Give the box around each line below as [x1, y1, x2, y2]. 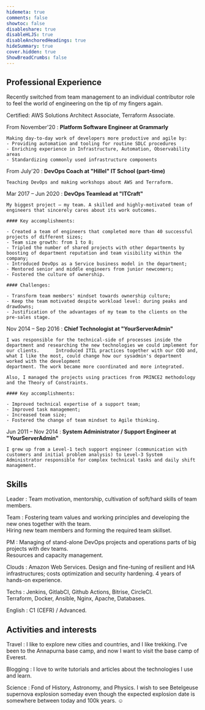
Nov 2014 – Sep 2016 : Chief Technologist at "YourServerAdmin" [6, 325, 173, 332]
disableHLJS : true [6, 32, 53, 38]
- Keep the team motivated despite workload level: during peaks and [6, 298, 188, 305]
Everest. [6, 654, 28, 661]
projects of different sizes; [6, 234, 84, 241]
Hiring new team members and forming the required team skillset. [6, 527, 172, 534]
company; [6, 255, 29, 262]
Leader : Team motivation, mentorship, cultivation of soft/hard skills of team [6, 495, 197, 503]
